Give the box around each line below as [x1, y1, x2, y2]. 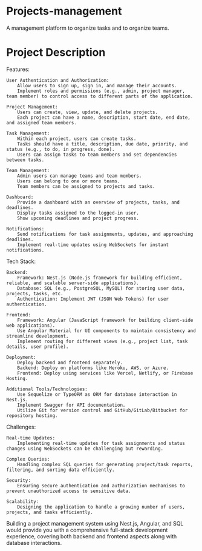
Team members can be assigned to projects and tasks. [17, 183, 155, 189]
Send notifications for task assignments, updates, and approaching [17, 231, 194, 237]
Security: [6, 477, 31, 483]
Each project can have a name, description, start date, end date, [17, 114, 191, 121]
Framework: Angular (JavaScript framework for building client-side [17, 317, 194, 323]
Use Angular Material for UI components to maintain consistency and [17, 327, 197, 334]
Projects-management [6, 4, 122, 18]
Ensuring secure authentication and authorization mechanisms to [17, 483, 186, 489]
